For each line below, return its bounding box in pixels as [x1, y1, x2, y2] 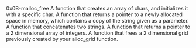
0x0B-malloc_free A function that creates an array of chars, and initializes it [6, 5, 188, 12]
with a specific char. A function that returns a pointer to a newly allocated [6, 11, 183, 18]
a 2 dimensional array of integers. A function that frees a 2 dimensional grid [6, 29, 188, 36]
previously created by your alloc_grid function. [6, 36, 118, 42]
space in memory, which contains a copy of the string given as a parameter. [6, 17, 189, 24]
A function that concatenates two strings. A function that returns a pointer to [6, 23, 191, 30]
